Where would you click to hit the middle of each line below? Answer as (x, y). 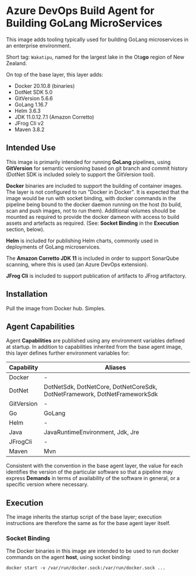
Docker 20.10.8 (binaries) (45, 85)
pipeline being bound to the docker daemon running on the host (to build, (94, 204)
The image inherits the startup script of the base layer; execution (84, 517)
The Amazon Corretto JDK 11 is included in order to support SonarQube (92, 258)
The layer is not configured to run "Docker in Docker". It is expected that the (97, 192)
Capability (24, 368)
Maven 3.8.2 (29, 129)
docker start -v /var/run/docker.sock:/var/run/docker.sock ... (86, 568)
